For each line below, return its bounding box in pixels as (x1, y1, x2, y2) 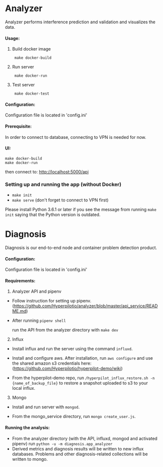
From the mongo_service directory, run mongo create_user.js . (12, 414, 136, 419)
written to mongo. (12, 456, 48, 462)
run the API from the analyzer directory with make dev (12, 327, 119, 333)
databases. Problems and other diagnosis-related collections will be (12, 451, 148, 457)
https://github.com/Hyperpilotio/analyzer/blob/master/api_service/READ (14, 303, 158, 309)
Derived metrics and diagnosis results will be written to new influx (12, 446, 144, 451)
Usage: (5, 35, 20, 41)
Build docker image (12, 46, 51, 52)
